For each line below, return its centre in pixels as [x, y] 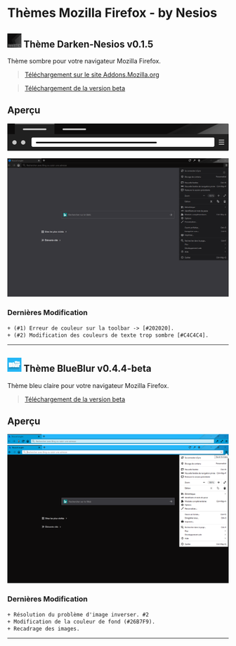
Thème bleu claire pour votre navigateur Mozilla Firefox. [88, 385]
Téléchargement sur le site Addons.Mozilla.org [92, 75]
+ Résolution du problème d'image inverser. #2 [78, 614]
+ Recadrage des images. [44, 628]
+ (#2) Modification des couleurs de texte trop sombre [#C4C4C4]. [108, 335]
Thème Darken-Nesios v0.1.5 [88, 44]
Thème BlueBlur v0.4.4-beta [87, 369]
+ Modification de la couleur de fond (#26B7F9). [81, 621]
